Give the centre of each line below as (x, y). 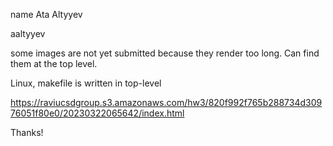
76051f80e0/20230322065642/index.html (97, 113)
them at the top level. (54, 63)
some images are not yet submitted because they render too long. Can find (165, 53)
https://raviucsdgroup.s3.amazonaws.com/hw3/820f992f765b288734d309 (166, 102)
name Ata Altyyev (46, 14)
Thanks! (27, 132)
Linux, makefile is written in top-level (86, 83)
